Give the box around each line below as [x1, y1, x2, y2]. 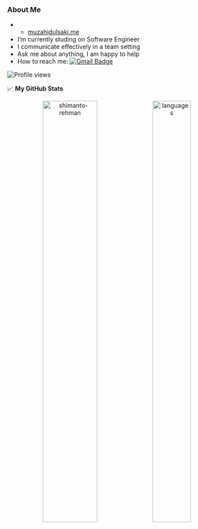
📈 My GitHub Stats [7, 84, 64, 93]
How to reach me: [17, 57, 69, 66]
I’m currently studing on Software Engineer [17, 35, 140, 44]
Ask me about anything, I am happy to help [17, 50, 140, 58]
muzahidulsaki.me [27, 28, 80, 36]
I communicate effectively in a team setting [17, 43, 141, 51]
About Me [7, 5, 42, 15]
